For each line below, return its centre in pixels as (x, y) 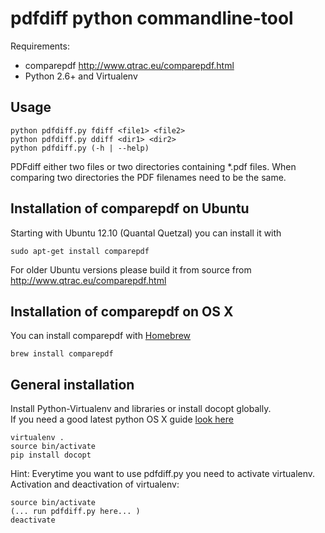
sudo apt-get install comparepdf (80, 251)
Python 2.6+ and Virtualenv (81, 76)
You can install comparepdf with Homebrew (101, 336)
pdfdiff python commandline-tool (152, 18)
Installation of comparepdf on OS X (122, 311)
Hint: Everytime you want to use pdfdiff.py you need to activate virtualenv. (163, 474)
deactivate (33, 520)
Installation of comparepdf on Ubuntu (130, 208)
